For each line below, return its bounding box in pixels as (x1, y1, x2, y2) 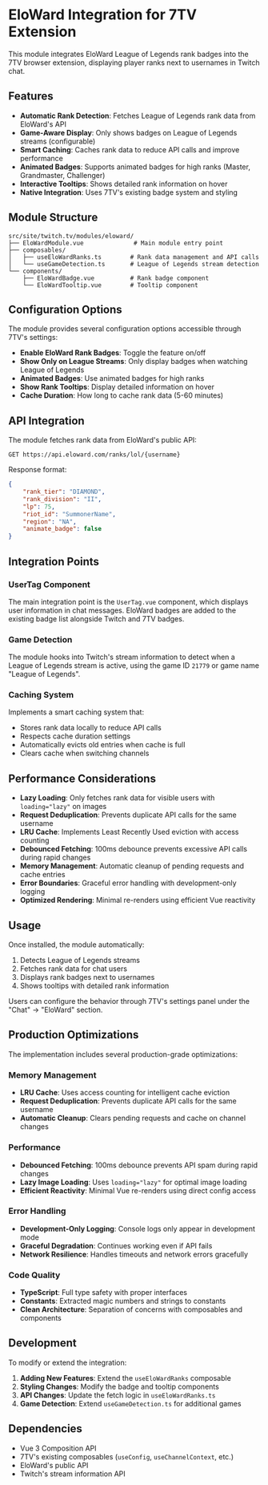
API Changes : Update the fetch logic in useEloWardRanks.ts (19, 1390, 216, 1400)
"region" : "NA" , (22, 517, 78, 526)
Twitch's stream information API (19, 1469, 126, 1479)
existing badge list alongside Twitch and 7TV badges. (8, 613, 185, 623)
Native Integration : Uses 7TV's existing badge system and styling (19, 187, 238, 197)
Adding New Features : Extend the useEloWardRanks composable (19, 1373, 232, 1382)
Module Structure (8, 211, 98, 225)
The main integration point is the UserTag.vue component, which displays (8, 597, 249, 606)
